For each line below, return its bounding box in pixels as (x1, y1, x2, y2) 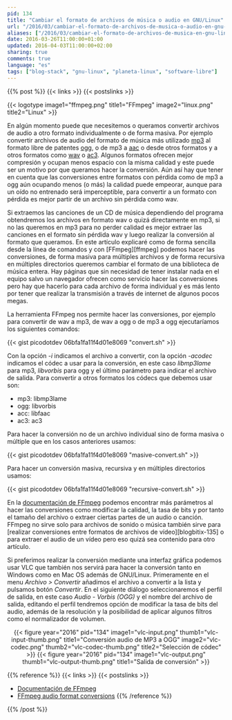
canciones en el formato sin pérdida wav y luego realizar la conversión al (7, 230, 215, 239)
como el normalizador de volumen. (7, 614, 106, 623)
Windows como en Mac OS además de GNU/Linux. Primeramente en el (7, 570, 209, 579)
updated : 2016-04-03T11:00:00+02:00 (7, 42, 113, 49)
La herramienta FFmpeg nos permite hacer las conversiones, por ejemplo (7, 309, 216, 318)
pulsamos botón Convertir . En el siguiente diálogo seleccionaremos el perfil (7, 585, 222, 593)
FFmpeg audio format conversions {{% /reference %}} (17, 692, 173, 700)
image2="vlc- (182, 635, 221, 644)
